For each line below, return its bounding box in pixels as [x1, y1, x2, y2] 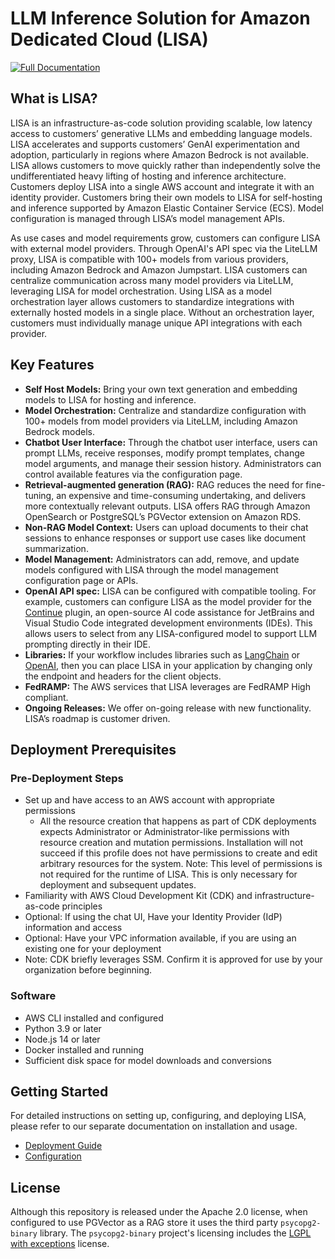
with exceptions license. [10, 1238, 110, 1250]
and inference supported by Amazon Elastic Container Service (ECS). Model [10, 202, 324, 214]
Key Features [10, 357, 95, 374]
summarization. [24, 542, 89, 554]
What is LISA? [10, 90, 98, 107]
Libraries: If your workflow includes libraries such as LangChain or [24, 648, 301, 661]
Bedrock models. [24, 425, 95, 437]
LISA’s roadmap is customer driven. [24, 712, 171, 724]
